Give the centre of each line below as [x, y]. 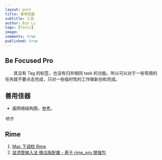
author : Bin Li [20, 23]
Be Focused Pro [29, 61]
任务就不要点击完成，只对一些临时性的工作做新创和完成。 [62, 79]
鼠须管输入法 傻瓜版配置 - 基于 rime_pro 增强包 [59, 153]
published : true [21, 41]
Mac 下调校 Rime [29, 146]
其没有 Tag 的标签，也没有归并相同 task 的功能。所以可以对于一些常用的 [85, 73]
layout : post [18, 9]
